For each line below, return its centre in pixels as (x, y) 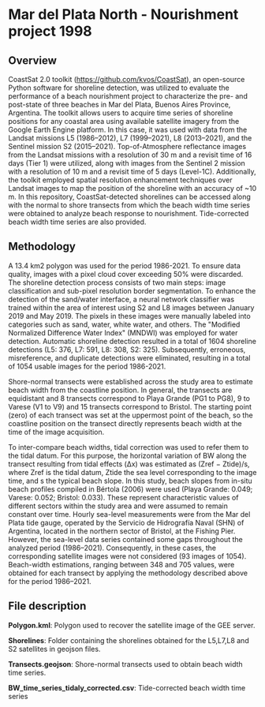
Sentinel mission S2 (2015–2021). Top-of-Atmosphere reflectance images (127, 146)
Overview (33, 60)
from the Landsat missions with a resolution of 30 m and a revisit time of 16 (130, 155)
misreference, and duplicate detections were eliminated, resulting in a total (129, 357)
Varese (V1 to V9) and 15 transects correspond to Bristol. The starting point (130, 406)
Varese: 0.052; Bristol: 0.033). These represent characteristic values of (123, 497)
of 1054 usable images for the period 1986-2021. (87, 366)
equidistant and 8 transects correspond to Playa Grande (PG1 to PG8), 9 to (129, 398)
